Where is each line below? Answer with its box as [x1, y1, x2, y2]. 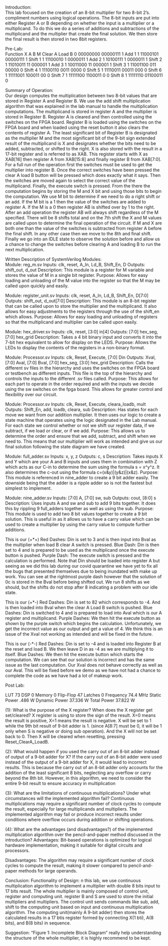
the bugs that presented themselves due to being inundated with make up [5, 568, 157, 574]
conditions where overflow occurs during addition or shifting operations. [5, 817, 154, 823]
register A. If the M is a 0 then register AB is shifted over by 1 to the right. [5, 204, 155, 210]
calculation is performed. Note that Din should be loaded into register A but [5, 558, 160, 564]
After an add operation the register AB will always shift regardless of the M [5, 209, 159, 215]
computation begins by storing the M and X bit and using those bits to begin [5, 188, 161, 194]
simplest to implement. [5, 485, 52, 491]
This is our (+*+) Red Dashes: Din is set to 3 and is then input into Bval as [5, 537, 156, 542]
